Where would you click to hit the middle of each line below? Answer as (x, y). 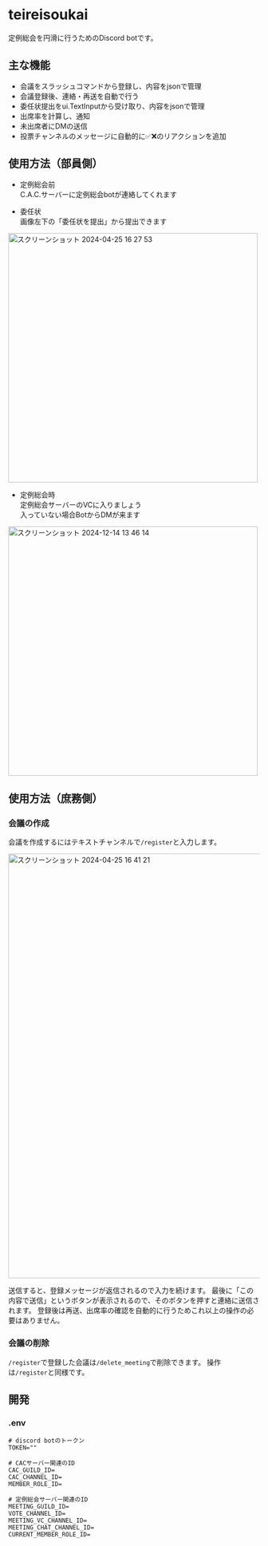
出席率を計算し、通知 (55, 116)
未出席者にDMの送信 (53, 126)
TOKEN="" (23, 1448)
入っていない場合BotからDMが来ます (80, 514)
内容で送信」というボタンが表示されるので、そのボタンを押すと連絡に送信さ (134, 1301)
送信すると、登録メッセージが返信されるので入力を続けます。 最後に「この (131, 1291)
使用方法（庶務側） (55, 799)
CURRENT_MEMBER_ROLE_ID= (49, 1535)
